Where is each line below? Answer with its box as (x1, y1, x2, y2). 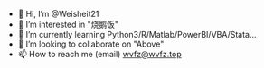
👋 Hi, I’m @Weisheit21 (17, 9, 99, 19)
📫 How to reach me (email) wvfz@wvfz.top (17, 49, 183, 59)
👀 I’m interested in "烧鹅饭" (17, 19, 119, 30)
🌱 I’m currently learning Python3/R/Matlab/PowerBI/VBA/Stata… (17, 30, 257, 39)
